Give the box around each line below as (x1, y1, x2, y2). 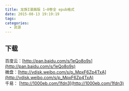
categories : (5, 20, 29, 26)
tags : (5, 16, 16, 21)
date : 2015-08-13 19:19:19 (5, 12, 60, 16)
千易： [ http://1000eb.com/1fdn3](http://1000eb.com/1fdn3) (5, 80, 124, 86)
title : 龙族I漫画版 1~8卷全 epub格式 (5, 7, 75, 12)
